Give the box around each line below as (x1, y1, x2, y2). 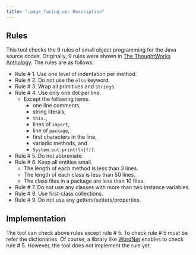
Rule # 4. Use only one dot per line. (14, 90, 102, 97)
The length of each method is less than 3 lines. (23, 165, 138, 172)
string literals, (32, 108, 67, 116)
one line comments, (32, 102, 81, 109)
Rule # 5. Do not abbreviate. (14, 152, 83, 160)
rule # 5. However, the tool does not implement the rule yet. (6, 242, 151, 249)
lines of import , (32, 121, 70, 128)
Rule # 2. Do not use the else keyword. (14, 76, 110, 84)
